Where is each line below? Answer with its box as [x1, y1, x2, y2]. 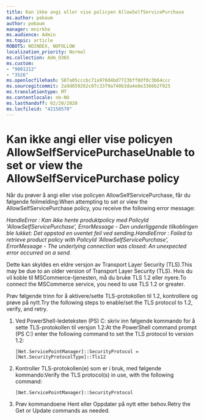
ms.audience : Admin [6, 32, 56, 38]
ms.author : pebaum [6, 15, 53, 21]
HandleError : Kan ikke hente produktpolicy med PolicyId [6, 216, 149, 224]
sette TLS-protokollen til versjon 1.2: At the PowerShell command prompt [15, 324, 197, 331]
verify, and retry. [6, 305, 48, 313]
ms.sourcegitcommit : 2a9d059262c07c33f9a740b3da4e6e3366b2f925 [6, 83, 171, 90]
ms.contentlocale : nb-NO [6, 94, 70, 101]
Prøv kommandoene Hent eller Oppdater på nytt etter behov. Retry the [15, 400, 191, 408]
